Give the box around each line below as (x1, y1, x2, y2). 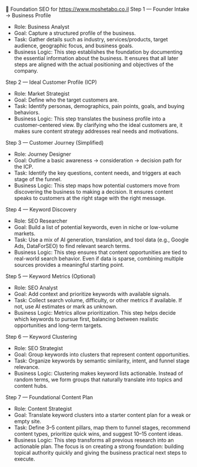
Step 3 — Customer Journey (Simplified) (5, 139, 104, 146)
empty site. (14, 418, 42, 424)
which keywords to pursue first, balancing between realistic (14, 316, 159, 322)
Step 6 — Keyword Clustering (5, 334, 77, 340)
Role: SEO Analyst (14, 284, 58, 291)
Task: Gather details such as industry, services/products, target (14, 36, 168, 43)
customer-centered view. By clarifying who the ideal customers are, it (14, 122, 183, 128)
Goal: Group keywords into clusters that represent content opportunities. (14, 351, 191, 358)
